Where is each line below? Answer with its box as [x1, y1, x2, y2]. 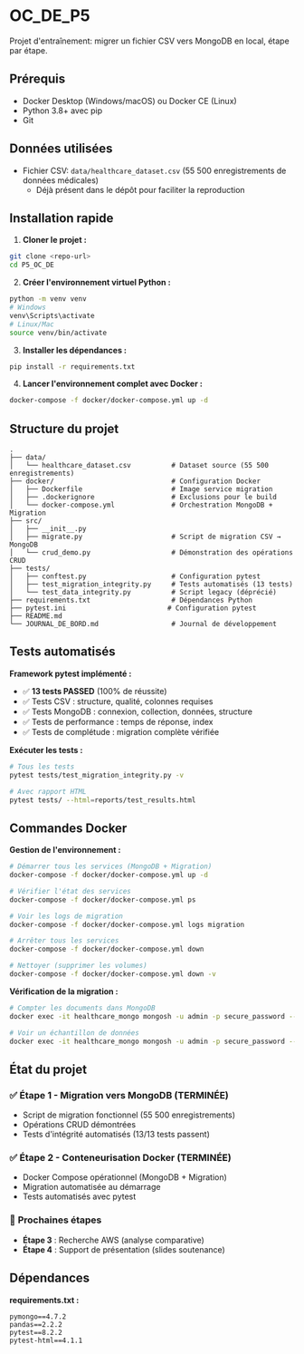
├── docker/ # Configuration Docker [9, 477, 261, 486]
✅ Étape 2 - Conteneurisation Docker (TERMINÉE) [9, 1152, 233, 1165]
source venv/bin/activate [9, 328, 107, 337]
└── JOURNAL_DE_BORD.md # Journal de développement [9, 620, 278, 629]
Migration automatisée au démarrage [22, 1182, 161, 1193]
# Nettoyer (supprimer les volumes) [9, 962, 147, 971]
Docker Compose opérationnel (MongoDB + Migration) [22, 1172, 228, 1183]
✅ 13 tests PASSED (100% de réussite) [22, 685, 167, 696]
